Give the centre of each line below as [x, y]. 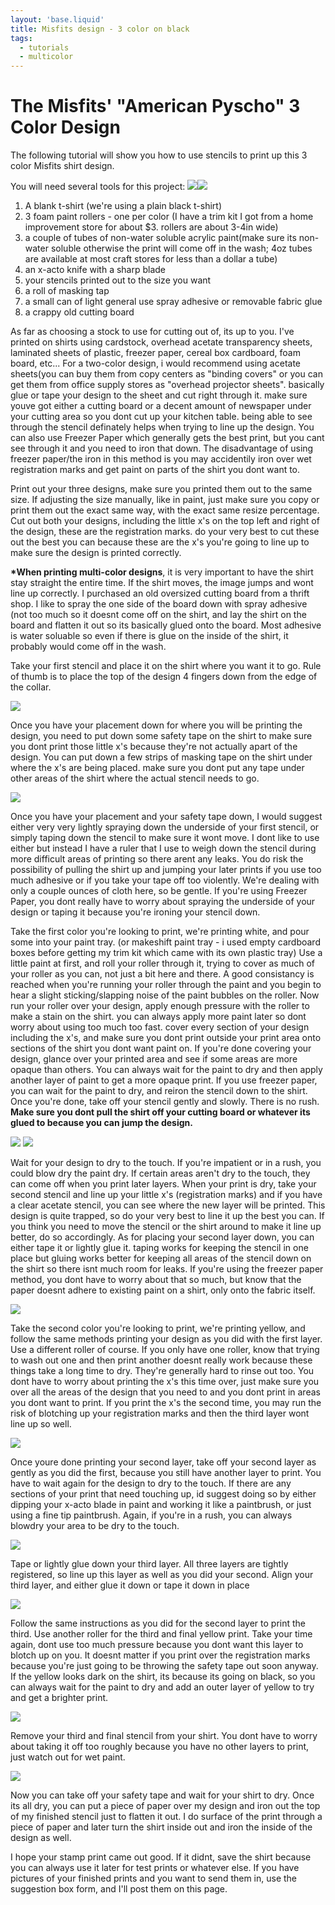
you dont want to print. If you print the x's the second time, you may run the [166, 1403]
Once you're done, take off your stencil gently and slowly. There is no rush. [165, 1102]
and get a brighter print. [59, 1698]
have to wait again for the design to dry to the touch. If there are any [151, 1483]
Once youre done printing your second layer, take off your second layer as [163, 1462]
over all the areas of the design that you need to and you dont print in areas [165, 1392]
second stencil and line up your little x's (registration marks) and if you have [166, 1195]
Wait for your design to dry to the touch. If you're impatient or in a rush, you [166, 1163]
